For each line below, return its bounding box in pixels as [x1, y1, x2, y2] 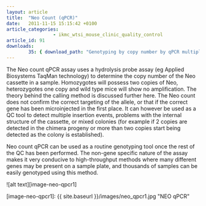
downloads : [6, 44, 34, 50]
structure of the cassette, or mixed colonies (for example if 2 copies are [6, 118, 188, 125]
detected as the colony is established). [6, 131, 104, 138]
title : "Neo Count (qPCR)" [6, 15, 78, 21]
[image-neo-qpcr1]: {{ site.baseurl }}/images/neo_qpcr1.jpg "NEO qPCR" [6, 193, 190, 200]
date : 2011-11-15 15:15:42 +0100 [6, 20, 97, 26]
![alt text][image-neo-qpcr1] [6, 180, 77, 188]
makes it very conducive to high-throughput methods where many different [6, 156, 197, 163]
